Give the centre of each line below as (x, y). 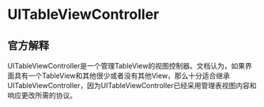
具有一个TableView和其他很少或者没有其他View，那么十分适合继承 (122, 76)
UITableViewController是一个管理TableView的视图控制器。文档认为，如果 (126, 66)
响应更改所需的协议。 (42, 95)
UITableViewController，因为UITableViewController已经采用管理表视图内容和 (132, 85)
